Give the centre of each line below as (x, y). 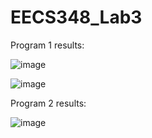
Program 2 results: (48, 103)
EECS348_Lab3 (76, 17)
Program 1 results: (47, 45)
